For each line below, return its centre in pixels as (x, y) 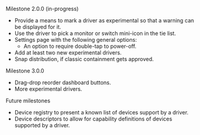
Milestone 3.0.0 (25, 71)
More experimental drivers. (48, 89)
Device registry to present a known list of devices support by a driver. (102, 112)
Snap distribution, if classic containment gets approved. (84, 59)
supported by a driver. (42, 125)
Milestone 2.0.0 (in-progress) (42, 9)
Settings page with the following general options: (75, 40)
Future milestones (28, 100)
